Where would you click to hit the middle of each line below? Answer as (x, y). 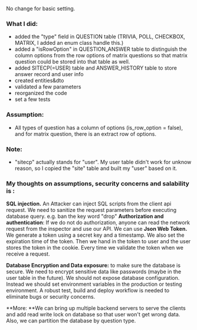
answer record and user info (49, 74)
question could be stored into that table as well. (72, 62)
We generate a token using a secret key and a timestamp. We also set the (95, 235)
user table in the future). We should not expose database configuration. (93, 278)
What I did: (22, 24)
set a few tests (32, 99)
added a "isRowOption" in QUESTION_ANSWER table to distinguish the (101, 49)
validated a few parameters (48, 87)
